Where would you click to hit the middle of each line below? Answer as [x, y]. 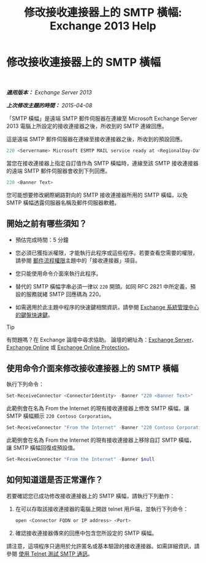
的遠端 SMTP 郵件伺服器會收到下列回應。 [59, 171]
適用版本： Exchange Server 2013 [49, 92]
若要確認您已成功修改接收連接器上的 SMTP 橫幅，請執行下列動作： [91, 496]
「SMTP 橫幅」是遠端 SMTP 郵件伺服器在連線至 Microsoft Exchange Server [102, 118]
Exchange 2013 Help [103, 26]
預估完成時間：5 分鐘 [42, 240]
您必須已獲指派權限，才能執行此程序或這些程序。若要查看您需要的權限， [106, 252]
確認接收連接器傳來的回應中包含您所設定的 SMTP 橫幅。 [86, 533]
